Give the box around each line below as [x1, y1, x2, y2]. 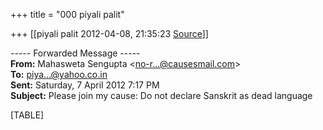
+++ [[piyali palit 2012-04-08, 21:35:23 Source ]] [10, 28, 209, 39]
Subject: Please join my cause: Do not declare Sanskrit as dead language [10, 90, 313, 101]
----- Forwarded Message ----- [10, 47, 141, 59]
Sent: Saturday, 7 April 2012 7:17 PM [10, 79, 160, 91]
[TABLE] [10, 109, 45, 121]
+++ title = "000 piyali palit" [10, 9, 125, 20]
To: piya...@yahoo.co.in [10, 69, 108, 80]
